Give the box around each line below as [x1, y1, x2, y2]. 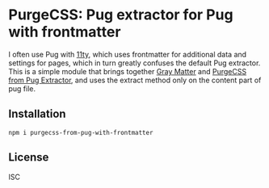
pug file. [8, 83, 36, 94]
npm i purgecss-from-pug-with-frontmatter [8, 128, 153, 136]
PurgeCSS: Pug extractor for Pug [8, 6, 233, 24]
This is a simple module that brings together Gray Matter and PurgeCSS [8, 66, 247, 76]
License [8, 151, 49, 165]
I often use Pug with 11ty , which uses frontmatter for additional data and [8, 49, 247, 59]
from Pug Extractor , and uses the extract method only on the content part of [8, 75, 262, 85]
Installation [8, 107, 66, 121]
